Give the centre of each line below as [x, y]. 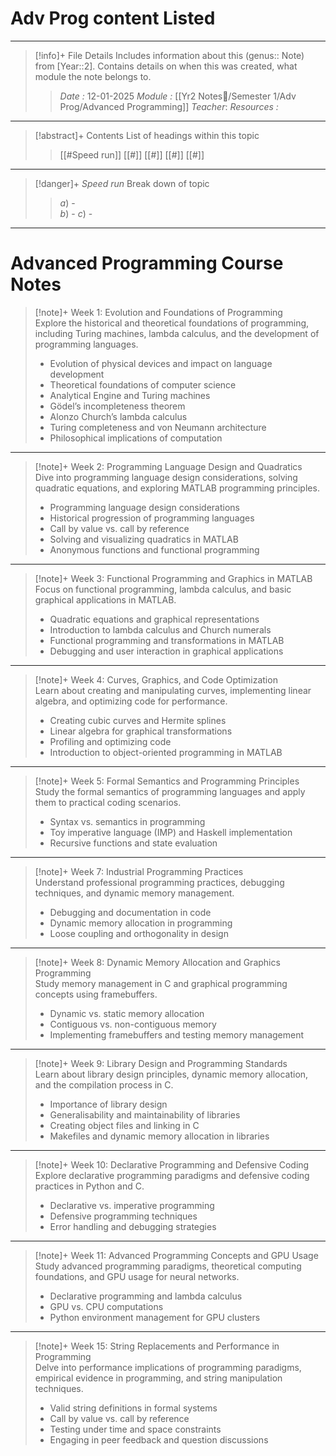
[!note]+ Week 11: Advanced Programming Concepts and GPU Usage [176, 1255]
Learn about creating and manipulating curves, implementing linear [173, 690]
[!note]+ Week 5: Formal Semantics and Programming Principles [167, 781]
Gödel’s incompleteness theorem [117, 406]
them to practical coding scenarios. [108, 802]
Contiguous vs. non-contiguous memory [133, 1024]
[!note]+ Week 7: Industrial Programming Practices [139, 871]
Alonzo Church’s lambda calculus [118, 416]
